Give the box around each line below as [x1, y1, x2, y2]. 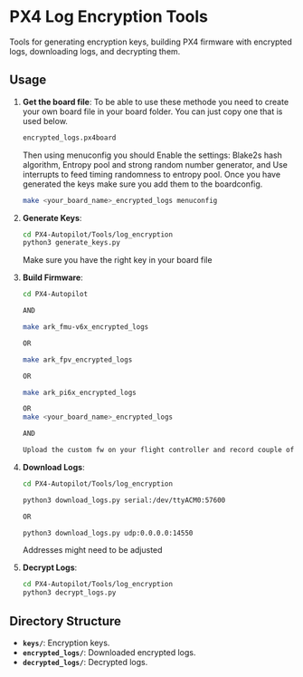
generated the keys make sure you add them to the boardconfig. [22, 179, 263, 189]
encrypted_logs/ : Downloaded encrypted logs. [22, 646, 196, 658]
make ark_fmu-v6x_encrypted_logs [22, 323, 149, 332]
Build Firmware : [22, 272, 83, 283]
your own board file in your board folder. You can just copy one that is [22, 106, 283, 117]
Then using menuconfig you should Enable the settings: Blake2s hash [22, 150, 283, 160]
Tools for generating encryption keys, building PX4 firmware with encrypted [9, 36, 292, 47]
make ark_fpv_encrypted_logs [22, 355, 133, 364]
